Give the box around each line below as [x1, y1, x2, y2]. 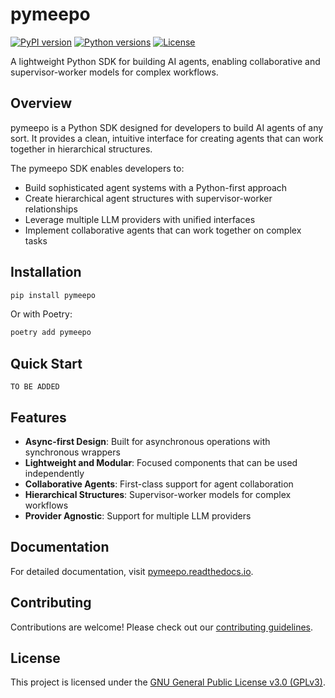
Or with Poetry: [10, 308, 73, 320]
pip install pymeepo [10, 290, 97, 300]
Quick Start [10, 355, 83, 372]
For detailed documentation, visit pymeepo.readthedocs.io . [10, 565, 254, 577]
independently [24, 467, 85, 479]
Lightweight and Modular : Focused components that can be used [24, 456, 298, 468]
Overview [10, 95, 73, 112]
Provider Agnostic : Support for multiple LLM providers [24, 509, 252, 522]
